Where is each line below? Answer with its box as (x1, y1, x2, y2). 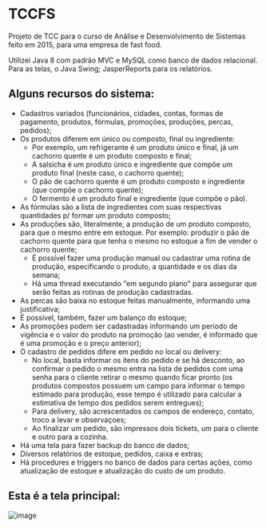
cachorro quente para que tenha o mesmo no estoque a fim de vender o (19, 236, 258, 245)
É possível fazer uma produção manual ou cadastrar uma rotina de (31, 253, 252, 263)
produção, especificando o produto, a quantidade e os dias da (31, 261, 237, 271)
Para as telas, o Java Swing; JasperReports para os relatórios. (8, 63, 213, 73)
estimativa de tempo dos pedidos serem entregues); (31, 397, 204, 407)
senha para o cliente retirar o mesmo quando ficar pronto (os (31, 372, 233, 381)
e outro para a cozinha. (31, 432, 109, 441)
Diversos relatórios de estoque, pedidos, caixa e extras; (19, 449, 204, 458)
